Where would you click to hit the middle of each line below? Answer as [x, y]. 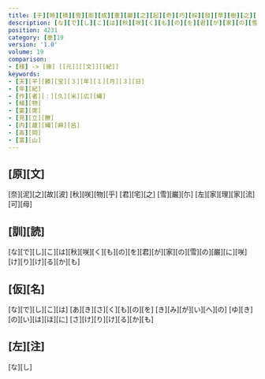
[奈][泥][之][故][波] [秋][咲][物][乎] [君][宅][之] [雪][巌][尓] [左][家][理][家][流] [132, 195]
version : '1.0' [33, 45]
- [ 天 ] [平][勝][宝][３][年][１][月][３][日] [77, 81]
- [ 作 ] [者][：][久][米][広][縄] [57, 96]
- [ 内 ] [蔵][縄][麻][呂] [44, 125]
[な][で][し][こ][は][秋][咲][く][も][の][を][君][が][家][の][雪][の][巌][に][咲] [128, 252]
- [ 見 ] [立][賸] [32, 118]
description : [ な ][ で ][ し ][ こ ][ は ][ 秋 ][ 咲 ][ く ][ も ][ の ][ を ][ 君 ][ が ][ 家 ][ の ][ [130, 23]
